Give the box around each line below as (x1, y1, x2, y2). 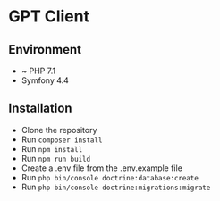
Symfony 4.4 (21, 75, 69, 86)
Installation (8, 101, 72, 116)
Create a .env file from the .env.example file (21, 163, 182, 173)
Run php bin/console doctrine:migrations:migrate (21, 181, 211, 192)
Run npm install (21, 143, 83, 154)
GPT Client (8, 6, 90, 27)
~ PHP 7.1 (21, 65, 55, 76)
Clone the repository (21, 124, 97, 135)
